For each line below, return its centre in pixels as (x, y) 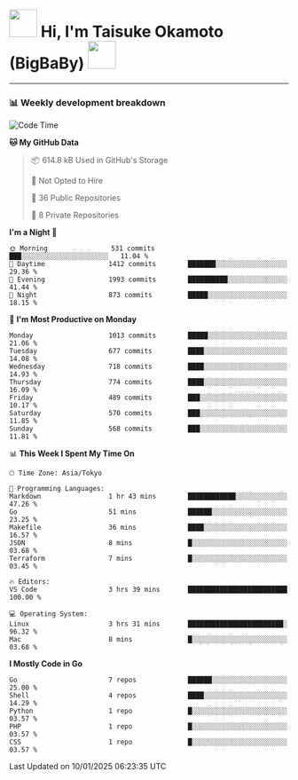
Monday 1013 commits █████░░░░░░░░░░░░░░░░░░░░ (149, 336)
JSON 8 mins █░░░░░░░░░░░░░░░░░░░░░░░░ (149, 543)
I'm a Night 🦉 (33, 232)
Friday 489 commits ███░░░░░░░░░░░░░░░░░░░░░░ (149, 398)
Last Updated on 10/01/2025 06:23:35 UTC (88, 767)
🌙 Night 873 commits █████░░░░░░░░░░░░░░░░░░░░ (149, 295)
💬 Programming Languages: (57, 489)
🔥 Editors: (30, 582)
